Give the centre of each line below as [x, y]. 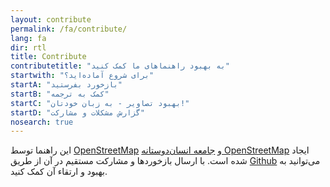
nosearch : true [42, 122]
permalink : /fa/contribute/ [69, 29]
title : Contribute [48, 57]
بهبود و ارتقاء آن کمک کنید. [59, 172]
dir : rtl [28, 47]
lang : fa [28, 38]
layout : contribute [51, 19]
